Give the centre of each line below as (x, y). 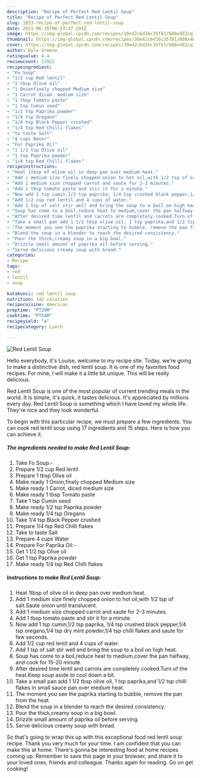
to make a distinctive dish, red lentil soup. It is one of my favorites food (93, 367)
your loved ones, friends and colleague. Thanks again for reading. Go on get (100, 762)
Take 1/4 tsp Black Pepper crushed (58, 520)
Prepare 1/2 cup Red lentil (47, 469)
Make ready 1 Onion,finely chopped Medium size (75, 482)
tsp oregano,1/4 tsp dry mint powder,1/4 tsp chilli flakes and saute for (99, 630)
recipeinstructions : (32, 167)
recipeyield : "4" (28, 321)
